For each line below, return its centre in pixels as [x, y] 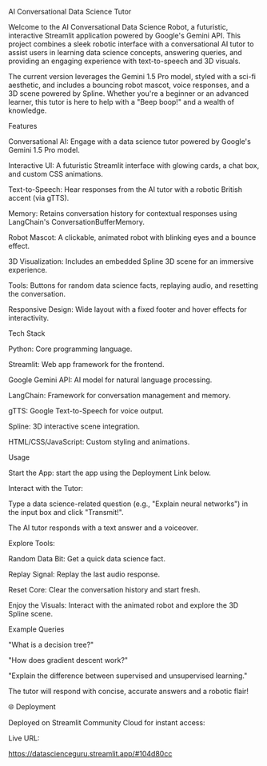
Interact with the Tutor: [46, 488]
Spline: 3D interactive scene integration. [74, 426]
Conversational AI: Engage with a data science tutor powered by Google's [130, 142]
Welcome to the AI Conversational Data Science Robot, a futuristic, [118, 27]
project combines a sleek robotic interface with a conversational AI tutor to [131, 44]
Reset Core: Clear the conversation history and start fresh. [104, 590]
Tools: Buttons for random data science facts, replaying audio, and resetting [133, 285]
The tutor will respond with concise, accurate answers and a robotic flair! [129, 691]
